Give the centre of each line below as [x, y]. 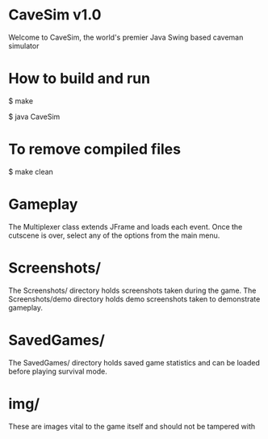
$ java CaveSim [34, 116]
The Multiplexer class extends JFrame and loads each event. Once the [126, 226]
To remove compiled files [95, 149]
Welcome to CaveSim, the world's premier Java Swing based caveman [126, 37]
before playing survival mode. [58, 371]
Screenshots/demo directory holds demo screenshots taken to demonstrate [134, 299]
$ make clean [31, 171]
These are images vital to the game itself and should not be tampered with [132, 426]
